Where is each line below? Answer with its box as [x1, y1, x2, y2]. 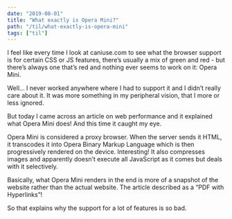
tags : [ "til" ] [7, 29, 48, 37]
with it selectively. [7, 162, 59, 170]
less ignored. [7, 98, 44, 107]
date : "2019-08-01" [7, 10, 64, 17]
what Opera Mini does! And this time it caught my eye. [7, 119, 162, 128]
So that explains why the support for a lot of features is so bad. [7, 204, 187, 212]
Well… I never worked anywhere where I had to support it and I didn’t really [7, 84, 222, 92]
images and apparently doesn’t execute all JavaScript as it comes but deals [7, 155, 223, 164]
